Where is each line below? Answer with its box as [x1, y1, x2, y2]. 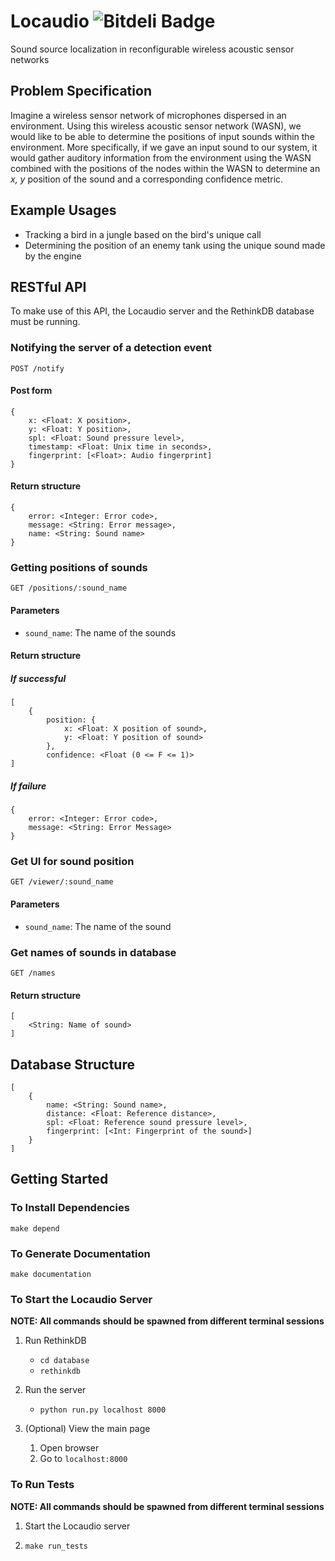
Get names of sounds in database [10, 945, 177, 959]
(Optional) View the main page [24, 1423, 151, 1435]
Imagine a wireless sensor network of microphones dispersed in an [10, 109, 287, 121]
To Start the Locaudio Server [10, 1292, 153, 1306]
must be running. [10, 316, 81, 328]
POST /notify [10, 363, 65, 374]
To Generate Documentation [10, 1246, 151, 1260]
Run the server [24, 1384, 87, 1396]
